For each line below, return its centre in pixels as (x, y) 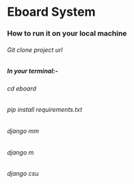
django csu (23, 174)
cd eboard (22, 88)
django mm (23, 130)
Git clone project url (35, 49)
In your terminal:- (32, 71)
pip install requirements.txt (45, 110)
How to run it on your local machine (67, 34)
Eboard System (51, 12)
